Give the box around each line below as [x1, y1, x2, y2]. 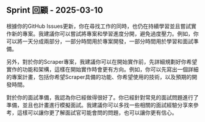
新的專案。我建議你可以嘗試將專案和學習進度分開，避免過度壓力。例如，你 [11, 30, 199, 37]
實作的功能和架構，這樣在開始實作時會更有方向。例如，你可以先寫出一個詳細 [6, 66, 199, 73]
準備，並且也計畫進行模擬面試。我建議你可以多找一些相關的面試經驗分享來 [6, 101, 193, 109]
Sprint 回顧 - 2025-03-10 [6, 5, 104, 16]
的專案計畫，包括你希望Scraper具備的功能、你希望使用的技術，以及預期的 [6, 73, 192, 80]
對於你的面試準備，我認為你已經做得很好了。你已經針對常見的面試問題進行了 [6, 93, 199, 101]
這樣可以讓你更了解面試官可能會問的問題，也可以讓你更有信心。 [16, 109, 178, 116]
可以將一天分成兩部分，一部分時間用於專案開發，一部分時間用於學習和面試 [6, 38, 193, 45]
